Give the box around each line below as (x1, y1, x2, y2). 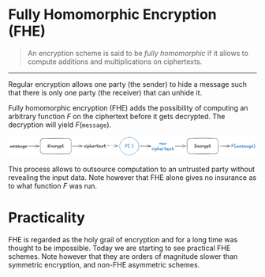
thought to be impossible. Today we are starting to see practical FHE (8, 243, 231, 253)
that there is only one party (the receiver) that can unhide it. (8, 88, 203, 97)
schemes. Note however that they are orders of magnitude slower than (8, 251, 238, 261)
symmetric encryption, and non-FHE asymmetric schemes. (8, 260, 200, 269)
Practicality (8, 208, 85, 226)
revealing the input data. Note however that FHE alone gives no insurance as (8, 172, 257, 182)
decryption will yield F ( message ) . (8, 120, 112, 129)
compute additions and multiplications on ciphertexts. (27, 57, 203, 66)
